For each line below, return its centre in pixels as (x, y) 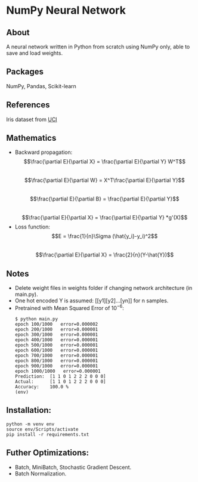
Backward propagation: (44, 152)
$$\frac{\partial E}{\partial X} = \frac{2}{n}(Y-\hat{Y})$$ (105, 255)
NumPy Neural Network (66, 10)
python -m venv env (30, 424)
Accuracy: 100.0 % (41, 387)
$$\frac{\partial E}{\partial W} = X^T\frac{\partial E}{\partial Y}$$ (104, 180)
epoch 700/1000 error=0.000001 (56, 356)
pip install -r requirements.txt (48, 434)
